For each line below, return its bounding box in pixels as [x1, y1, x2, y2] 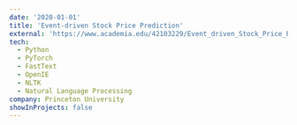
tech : [9, 37, 29, 47]
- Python [17, 46, 49, 55]
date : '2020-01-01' [9, 12, 81, 22]
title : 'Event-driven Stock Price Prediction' [9, 21, 184, 30]
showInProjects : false [9, 103, 93, 112]
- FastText [17, 62, 57, 71]
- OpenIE [17, 70, 49, 79]
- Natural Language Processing [17, 86, 133, 95]
